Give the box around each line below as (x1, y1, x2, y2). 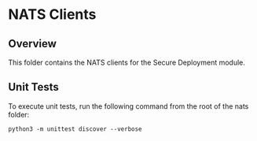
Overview (8, 37, 57, 50)
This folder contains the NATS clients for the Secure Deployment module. (8, 58, 246, 67)
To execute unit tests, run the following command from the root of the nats (8, 101, 249, 111)
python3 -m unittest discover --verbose (8, 124, 143, 133)
